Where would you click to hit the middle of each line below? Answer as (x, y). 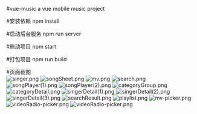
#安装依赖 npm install (33, 21)
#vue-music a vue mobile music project (56, 9)
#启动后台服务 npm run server (44, 34)
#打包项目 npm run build (37, 59)
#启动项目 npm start (31, 46)
